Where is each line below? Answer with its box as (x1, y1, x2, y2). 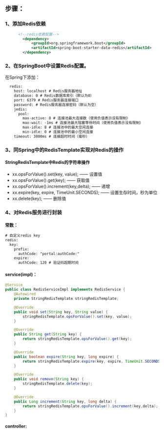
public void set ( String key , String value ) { (14, 309, 108, 315)
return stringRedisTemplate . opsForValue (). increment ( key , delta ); (22, 404, 159, 409)
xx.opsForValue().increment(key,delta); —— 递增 (12, 183, 110, 189)
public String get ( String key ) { (14, 332, 82, 337)
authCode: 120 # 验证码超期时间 (18, 260, 79, 265)
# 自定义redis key (5, 233, 41, 238)
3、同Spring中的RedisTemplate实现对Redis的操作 (5, 146, 124, 153)
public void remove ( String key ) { (14, 377, 84, 382)
